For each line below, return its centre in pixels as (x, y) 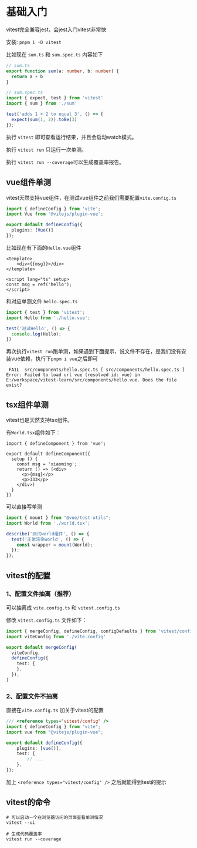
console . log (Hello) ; (36, 334)
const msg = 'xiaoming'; (47, 464)
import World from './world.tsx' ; (48, 523)
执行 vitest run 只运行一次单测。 (46, 149)
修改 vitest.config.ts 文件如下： (47, 620)
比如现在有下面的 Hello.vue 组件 (44, 247)
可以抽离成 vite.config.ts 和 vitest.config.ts (63, 607)
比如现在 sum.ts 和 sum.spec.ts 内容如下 (55, 54)
